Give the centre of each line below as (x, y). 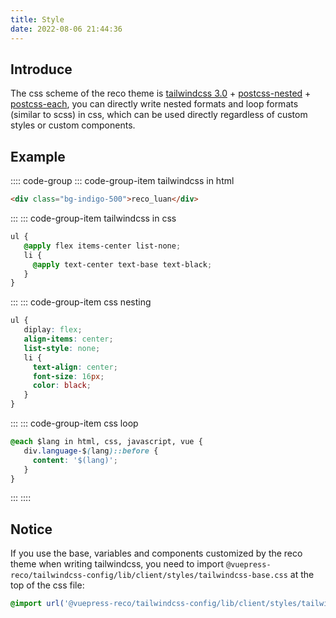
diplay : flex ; (53, 330)
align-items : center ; (68, 339)
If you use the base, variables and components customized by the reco (156, 553)
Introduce (41, 69)
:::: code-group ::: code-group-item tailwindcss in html (122, 181)
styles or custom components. (73, 125)
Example (38, 156)
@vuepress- (248, 565)
